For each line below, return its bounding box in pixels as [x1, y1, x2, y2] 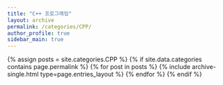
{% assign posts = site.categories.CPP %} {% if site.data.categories [7, 55, 202, 63]
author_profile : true [7, 29, 70, 37]
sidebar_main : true [7, 36, 64, 43]
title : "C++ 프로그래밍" [7, 10, 72, 17]
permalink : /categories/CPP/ [7, 23, 92, 30]
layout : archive [7, 17, 54, 24]
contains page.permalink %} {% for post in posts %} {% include [7, 63, 191, 71]
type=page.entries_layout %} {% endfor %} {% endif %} [40, 70, 203, 79]
